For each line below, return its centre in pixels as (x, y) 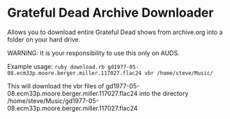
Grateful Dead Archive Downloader (110, 13)
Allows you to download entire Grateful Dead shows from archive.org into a (115, 32)
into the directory (164, 93)
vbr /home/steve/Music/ (179, 73)
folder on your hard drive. (44, 39)
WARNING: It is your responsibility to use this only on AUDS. (93, 53)
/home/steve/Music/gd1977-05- (53, 101)
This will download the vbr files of (56, 86)
